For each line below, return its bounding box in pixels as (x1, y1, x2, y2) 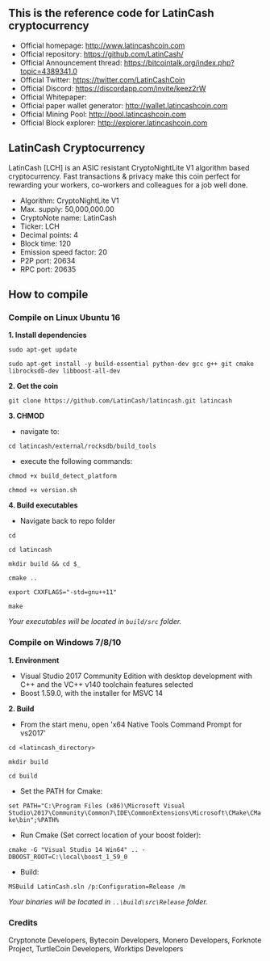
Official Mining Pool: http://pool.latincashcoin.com (19, 109, 187, 119)
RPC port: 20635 (19, 264, 77, 274)
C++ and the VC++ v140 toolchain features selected (19, 679, 193, 689)
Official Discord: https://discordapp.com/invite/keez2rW (19, 83, 206, 93)
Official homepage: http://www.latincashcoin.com (19, 40, 185, 50)
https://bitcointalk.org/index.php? (123, 57, 235, 67)
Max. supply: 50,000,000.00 (19, 204, 114, 213)
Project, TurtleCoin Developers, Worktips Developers (8, 943, 184, 953)
